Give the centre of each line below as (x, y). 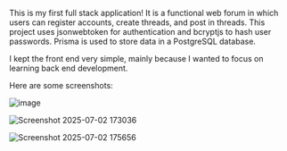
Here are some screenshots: (61, 85)
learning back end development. (69, 68)
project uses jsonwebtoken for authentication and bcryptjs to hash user (140, 32)
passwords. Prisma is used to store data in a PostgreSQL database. (133, 41)
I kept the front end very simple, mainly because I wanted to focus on (136, 59)
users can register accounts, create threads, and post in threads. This (137, 22)
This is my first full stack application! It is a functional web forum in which (144, 13)
